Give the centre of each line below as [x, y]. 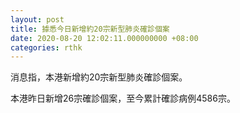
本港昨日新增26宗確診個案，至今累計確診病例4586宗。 [123, 98]
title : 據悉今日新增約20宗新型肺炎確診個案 [90, 29]
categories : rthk [46, 47]
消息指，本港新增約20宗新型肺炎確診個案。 [99, 77]
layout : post [37, 19]
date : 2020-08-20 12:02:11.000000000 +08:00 [104, 38]
